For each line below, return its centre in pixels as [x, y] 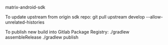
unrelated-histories [25, 22]
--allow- [154, 17]
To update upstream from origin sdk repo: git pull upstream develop [75, 17]
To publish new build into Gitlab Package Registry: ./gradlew [67, 32]
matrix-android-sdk [25, 7]
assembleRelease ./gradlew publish [42, 37]
